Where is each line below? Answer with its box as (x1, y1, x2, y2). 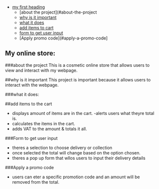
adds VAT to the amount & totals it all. (12, 126, 88, 132)
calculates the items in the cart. (12, 120, 75, 126)
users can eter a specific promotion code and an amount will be (12, 174, 140, 180)
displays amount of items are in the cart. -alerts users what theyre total (12, 110, 155, 116)
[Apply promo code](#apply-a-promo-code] (19, 35, 108, 41)
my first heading (12, 4, 45, 10)
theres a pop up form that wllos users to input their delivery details (12, 155, 146, 161)
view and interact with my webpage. (5, 67, 78, 73)
